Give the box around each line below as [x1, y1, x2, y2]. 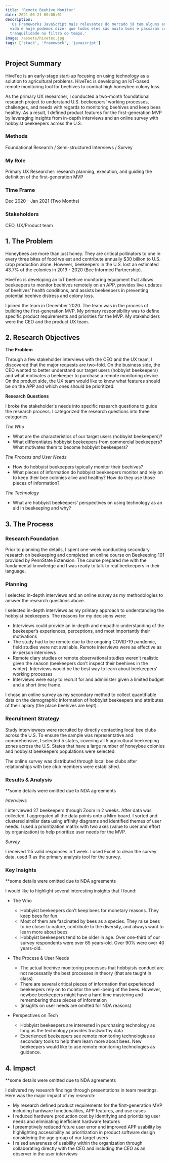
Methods [5, 133, 28, 140]
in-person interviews [12, 649, 56, 656]
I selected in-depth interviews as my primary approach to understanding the [5, 607, 164, 613]
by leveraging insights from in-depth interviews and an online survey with [5, 115, 158, 121]
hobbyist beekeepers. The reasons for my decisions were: [5, 613, 126, 619]
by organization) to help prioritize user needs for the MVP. [5, 828, 126, 835]
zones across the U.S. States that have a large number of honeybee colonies [5, 743, 165, 749]
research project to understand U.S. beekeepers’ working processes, [5, 98, 149, 104]
